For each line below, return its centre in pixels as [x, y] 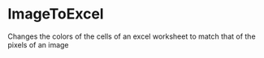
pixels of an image [39, 44]
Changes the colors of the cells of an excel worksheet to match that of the [132, 36]
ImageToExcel [56, 14]
